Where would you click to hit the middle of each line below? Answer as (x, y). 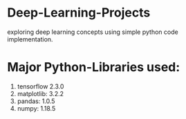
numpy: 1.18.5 (36, 108)
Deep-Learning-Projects (79, 13)
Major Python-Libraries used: (94, 67)
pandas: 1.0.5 (36, 101)
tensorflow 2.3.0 (40, 86)
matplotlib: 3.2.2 (40, 93)
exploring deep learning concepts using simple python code (93, 32)
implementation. (30, 39)
